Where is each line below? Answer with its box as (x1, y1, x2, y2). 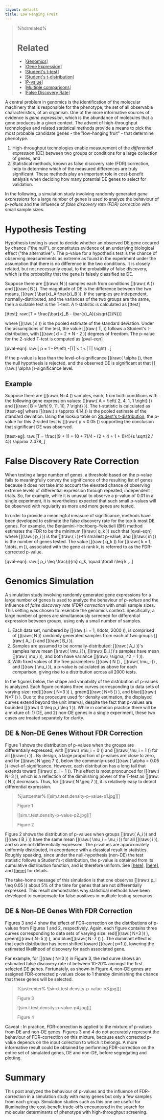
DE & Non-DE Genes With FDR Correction (5, 907, 133, 915)
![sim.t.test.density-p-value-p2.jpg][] (17, 812, 92, 818)
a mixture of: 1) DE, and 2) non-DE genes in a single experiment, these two (5, 710, 156, 715)
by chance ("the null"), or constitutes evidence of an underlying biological (5, 245, 154, 251)
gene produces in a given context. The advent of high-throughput (5, 120, 138, 126)
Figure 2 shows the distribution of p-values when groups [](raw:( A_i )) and (5, 831, 157, 837)
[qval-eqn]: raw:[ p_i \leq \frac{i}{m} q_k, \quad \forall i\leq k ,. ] (5, 559, 134, 565)
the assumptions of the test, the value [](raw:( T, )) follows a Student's (5, 326, 147, 332)
